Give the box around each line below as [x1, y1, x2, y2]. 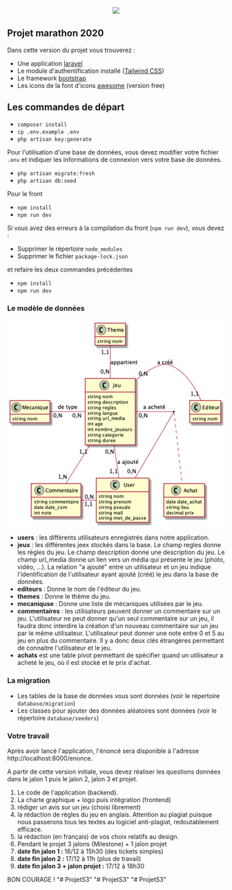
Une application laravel [17, 59, 83, 67]
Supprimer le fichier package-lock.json [17, 251, 128, 260]
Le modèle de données [7, 303, 85, 313]
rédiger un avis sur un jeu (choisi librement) [17, 803, 142, 811]
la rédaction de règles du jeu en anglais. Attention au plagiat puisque [17, 810, 213, 819]
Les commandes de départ [7, 101, 125, 114]
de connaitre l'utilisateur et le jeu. [17, 644, 113, 652]
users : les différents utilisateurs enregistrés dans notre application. [17, 533, 210, 542]
